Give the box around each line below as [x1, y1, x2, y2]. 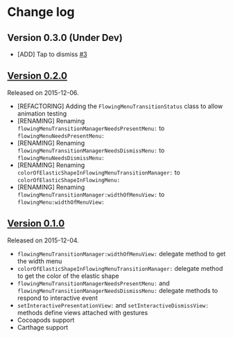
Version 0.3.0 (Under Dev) [7, 32, 123, 44]
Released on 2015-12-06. [7, 88, 79, 97]
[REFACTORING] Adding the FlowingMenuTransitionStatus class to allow [17, 102, 223, 110]
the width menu [17, 257, 62, 265]
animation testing [17, 109, 67, 118]
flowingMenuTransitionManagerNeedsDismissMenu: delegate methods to [17, 286, 218, 294]
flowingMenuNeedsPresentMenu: [17, 132, 105, 139]
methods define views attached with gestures [17, 308, 148, 317]
